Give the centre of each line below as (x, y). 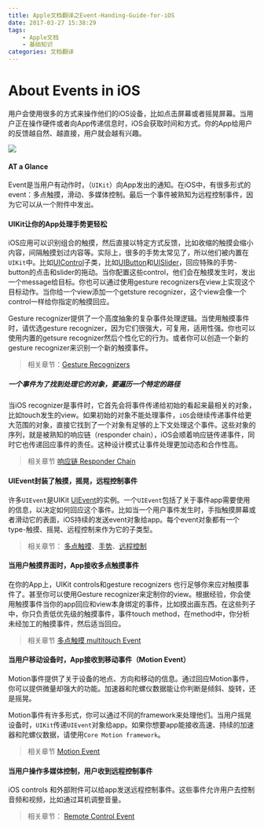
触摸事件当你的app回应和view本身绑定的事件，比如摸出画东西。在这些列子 (135, 604)
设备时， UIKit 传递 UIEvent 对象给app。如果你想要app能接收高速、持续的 (124, 724)
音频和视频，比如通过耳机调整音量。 (67, 800)
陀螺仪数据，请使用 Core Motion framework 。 (93, 735)
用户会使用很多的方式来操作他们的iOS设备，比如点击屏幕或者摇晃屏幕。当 (128, 113)
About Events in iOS (74, 91)
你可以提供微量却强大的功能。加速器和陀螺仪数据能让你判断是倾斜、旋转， (128, 688)
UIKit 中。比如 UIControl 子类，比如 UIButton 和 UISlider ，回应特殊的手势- (123, 262)
